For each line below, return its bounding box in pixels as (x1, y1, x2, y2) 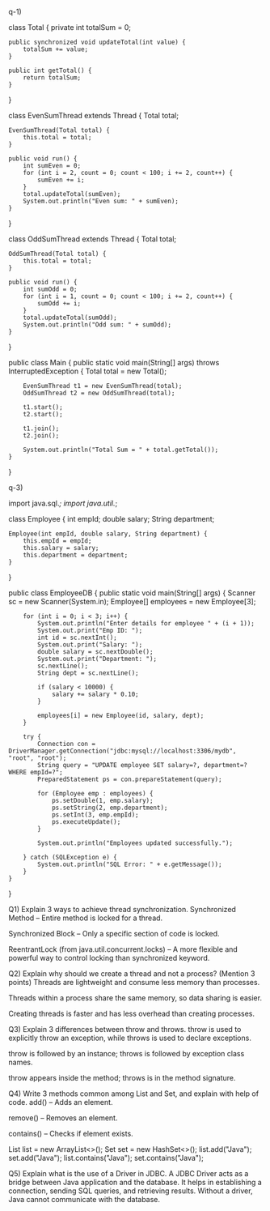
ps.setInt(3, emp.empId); (51, 811, 139, 819)
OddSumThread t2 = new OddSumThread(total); (23, 389, 175, 397)
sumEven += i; (37, 176, 85, 184)
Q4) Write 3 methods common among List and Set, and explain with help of (8, 1089, 259, 1098)
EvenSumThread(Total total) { (8, 126, 111, 134)
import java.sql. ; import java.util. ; (8, 498, 118, 508)
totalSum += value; (23, 45, 89, 53)
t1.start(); (23, 403, 63, 411)
